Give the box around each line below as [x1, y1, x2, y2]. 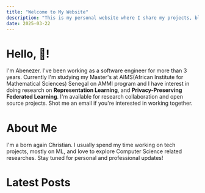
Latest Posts [6, 176, 71, 190]
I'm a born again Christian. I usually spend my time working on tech [6, 142, 176, 149]
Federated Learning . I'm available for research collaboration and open [6, 93, 184, 100]
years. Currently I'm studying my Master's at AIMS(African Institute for [6, 74, 184, 81]
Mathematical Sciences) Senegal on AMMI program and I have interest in [6, 80, 190, 88]
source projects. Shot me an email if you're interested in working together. [6, 99, 193, 107]
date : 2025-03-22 [6, 20, 51, 26]
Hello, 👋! [6, 47, 50, 61]
